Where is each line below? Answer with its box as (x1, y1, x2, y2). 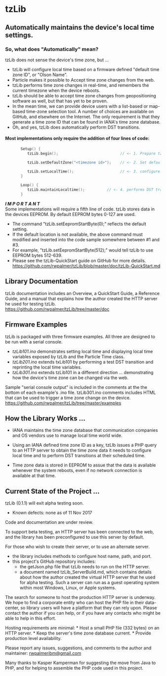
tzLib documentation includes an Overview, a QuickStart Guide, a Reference (5, 290, 160, 296)
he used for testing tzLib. (5, 300, 56, 307)
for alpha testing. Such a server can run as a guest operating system (19, 580, 160, 586)
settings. (5, 31, 34, 39)
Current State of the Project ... (5, 487, 100, 495)
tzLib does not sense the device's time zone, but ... (5, 57, 109, 63)
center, (5, 605, 20, 611)
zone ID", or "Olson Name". (12, 72, 68, 78)
